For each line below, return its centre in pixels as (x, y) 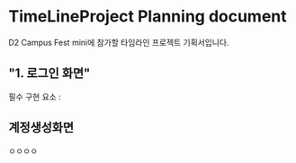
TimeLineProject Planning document (148, 17)
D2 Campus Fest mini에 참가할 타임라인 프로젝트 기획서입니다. (119, 42)
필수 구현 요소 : (35, 97)
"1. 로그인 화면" (49, 73)
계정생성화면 (41, 128)
